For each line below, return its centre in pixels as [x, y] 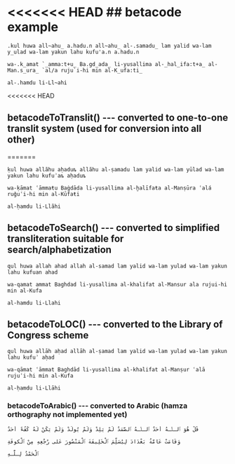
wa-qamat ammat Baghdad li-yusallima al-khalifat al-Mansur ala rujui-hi [117, 284]
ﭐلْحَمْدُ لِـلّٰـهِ [23, 453]
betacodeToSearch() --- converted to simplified [114, 228]
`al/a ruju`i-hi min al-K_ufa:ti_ [92, 70]
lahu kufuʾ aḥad [31, 358]
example [33, 27]
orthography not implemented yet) [67, 415]
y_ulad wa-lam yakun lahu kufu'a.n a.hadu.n [73, 52]
